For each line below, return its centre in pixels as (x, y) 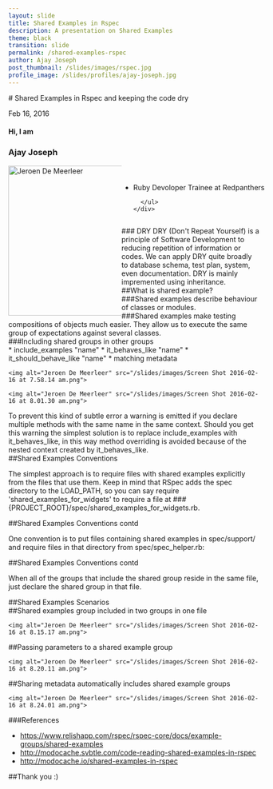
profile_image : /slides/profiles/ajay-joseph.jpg (93, 75)
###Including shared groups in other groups (81, 341)
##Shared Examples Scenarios (59, 602)
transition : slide (39, 46)
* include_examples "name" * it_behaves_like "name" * (99, 349)
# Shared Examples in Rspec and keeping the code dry (99, 98)
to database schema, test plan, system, (186, 265)
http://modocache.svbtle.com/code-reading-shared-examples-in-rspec (138, 752)
